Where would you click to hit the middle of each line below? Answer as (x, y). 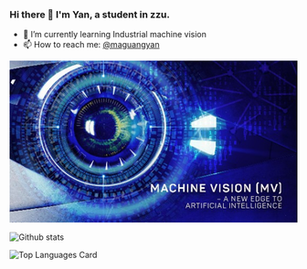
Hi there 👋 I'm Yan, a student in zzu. (90, 15)
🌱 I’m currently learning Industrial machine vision (115, 35)
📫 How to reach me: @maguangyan (91, 45)
